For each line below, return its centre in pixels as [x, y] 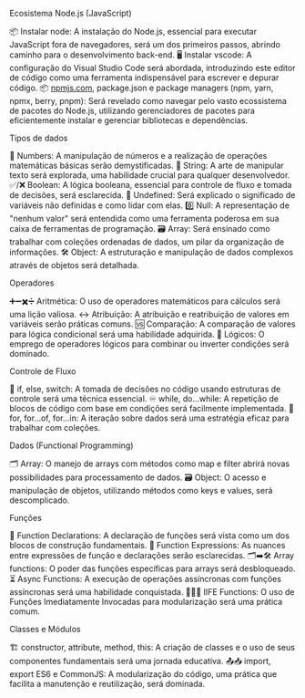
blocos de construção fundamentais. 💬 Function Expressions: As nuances [147, 545]
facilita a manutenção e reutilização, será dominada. [107, 684]
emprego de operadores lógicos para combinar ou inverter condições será [149, 344]
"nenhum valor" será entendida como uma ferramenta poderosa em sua [144, 219]
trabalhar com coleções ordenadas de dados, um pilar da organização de [147, 242]
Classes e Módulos [45, 629]
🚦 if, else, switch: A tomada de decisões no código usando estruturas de [145, 389]
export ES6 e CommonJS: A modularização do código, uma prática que [143, 674]
